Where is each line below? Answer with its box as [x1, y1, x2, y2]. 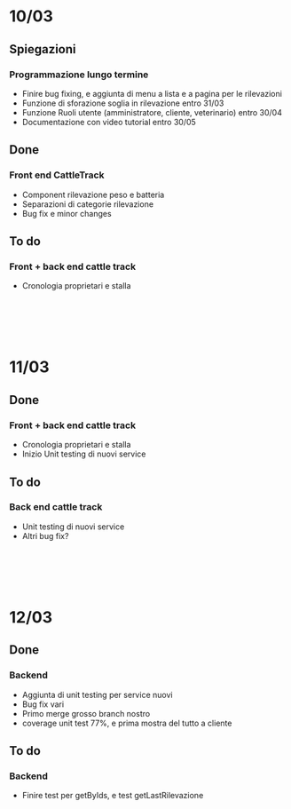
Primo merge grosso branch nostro [21, 708, 151, 718]
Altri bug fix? [21, 530, 69, 541]
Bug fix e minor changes [21, 208, 113, 218]
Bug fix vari [21, 699, 65, 710]
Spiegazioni [9, 42, 77, 57]
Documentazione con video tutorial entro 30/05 [21, 116, 197, 127]
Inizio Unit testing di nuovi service [21, 448, 146, 459]
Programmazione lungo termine [9, 68, 149, 81]
